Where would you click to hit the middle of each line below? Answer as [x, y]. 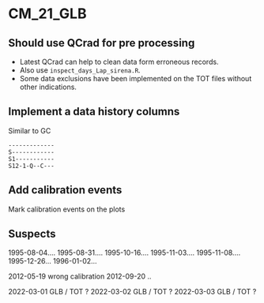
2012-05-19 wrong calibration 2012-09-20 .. [80, 276]
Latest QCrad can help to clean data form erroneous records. [119, 62]
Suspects [32, 234]
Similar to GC [30, 130]
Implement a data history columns [94, 112]
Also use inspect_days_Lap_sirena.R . [80, 70]
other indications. [48, 87]
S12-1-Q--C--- [32, 166]
